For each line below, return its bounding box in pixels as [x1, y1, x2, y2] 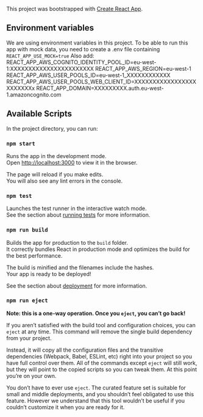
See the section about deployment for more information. [6, 282, 148, 289]
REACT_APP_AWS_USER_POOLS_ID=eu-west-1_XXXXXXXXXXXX [6, 71, 171, 79]
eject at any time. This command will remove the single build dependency [6, 328, 193, 335]
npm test [6, 192, 32, 199]
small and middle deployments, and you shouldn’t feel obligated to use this [6, 390, 194, 397]
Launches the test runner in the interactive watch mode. [6, 205, 148, 212]
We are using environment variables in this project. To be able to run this [6, 39, 188, 46]
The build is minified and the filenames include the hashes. [6, 264, 154, 271]
